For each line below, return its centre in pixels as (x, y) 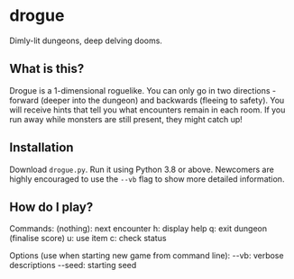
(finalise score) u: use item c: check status (88, 238)
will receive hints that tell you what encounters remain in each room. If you (147, 110)
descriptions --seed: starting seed (73, 265)
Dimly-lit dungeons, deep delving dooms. (86, 40)
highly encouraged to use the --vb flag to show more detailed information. (147, 179)
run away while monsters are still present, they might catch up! (126, 119)
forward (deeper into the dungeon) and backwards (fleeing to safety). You (147, 100)
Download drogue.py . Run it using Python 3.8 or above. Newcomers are (142, 169)
